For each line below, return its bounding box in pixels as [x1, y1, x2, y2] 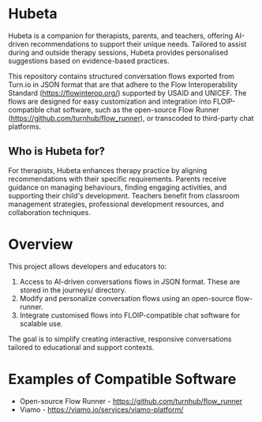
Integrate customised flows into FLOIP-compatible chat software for [19, 310, 241, 320]
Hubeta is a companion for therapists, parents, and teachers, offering [8, 31, 234, 40]
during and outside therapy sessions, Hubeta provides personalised [8, 47, 229, 57]
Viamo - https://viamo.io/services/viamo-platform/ [19, 405, 184, 414]
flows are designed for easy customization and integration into [8, 96, 211, 106]
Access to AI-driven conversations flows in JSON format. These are [19, 277, 241, 286]
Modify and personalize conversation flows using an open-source [19, 293, 234, 303]
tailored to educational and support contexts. [8, 342, 155, 352]
